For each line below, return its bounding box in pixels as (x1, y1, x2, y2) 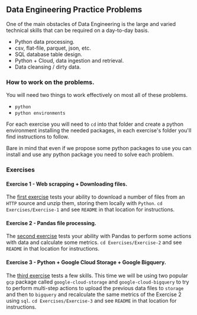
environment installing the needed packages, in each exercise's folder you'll (6, 127, 192, 134)
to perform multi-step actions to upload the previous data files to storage (6, 284, 184, 291)
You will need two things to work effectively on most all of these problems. (6, 92, 188, 99)
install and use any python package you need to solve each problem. (6, 151, 174, 158)
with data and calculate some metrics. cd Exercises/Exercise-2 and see (6, 239, 182, 246)
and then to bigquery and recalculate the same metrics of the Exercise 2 (6, 291, 182, 298)
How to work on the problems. (6, 78, 95, 86)
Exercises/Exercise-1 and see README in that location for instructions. (6, 206, 175, 213)
